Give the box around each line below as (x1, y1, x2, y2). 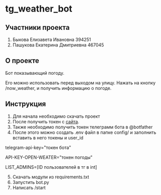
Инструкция (5, 100, 46, 109)
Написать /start (12, 184, 46, 190)
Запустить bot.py (12, 179, 49, 185)
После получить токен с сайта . (12, 118, 79, 124)
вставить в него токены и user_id (12, 134, 84, 140)
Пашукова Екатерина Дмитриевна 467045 (12, 42, 104, 48)
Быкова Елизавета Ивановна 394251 (12, 36, 92, 42)
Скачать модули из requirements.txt (12, 174, 90, 180)
